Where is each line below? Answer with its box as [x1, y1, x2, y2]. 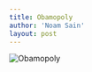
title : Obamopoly [9, 12, 73, 22]
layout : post [9, 29, 57, 38]
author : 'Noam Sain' [9, 21, 86, 30]
